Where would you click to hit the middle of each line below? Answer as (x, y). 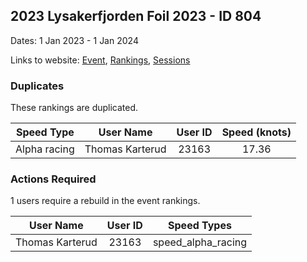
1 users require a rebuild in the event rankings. (105, 201)
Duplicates (37, 86)
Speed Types (200, 226)
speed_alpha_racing (200, 242)
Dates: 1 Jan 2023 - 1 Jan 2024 (74, 40)
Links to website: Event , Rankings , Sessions (100, 60)
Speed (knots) (256, 132)
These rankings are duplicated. (74, 108)
